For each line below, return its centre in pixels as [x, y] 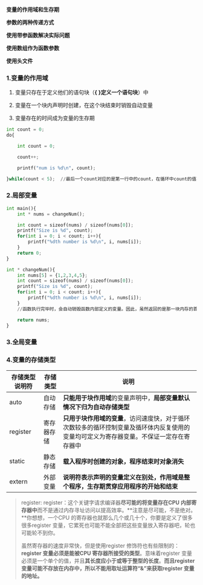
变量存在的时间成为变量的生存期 [55, 118]
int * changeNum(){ [31, 270]
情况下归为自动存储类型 [96, 407]
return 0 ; [30, 253]
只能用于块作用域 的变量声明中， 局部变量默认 [126, 397]
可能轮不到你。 [40, 532]
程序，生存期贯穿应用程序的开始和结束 [123, 486]
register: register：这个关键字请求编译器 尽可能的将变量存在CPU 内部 [106, 502]
